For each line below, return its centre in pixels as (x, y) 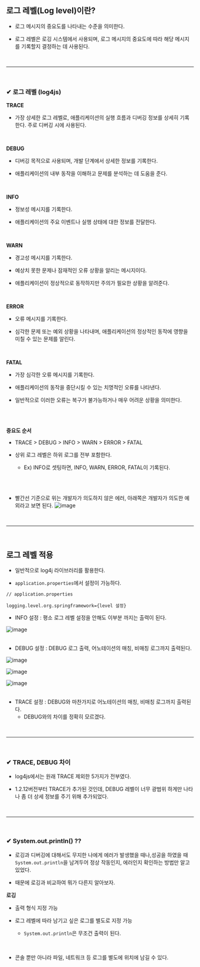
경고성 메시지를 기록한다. (43, 258)
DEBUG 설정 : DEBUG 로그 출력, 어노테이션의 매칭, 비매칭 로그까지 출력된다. (103, 648)
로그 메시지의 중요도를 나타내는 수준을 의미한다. (70, 26)
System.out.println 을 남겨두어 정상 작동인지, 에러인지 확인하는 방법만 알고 (102, 862)
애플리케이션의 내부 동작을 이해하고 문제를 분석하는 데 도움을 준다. (91, 173)
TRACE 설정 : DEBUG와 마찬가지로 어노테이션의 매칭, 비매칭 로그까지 (95, 702)
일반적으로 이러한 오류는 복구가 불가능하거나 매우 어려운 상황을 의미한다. (98, 400)
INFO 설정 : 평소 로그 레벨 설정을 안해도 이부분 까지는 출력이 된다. (90, 617)
